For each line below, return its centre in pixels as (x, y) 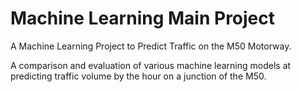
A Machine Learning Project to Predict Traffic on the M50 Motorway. (151, 46)
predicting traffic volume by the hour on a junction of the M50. (138, 76)
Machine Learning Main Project (143, 18)
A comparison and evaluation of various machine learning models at (151, 65)
